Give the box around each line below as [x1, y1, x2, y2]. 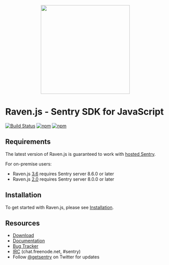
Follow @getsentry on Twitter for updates [12, 254, 100, 260]
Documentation [12, 238, 45, 244]
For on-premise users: [5, 160, 52, 167]
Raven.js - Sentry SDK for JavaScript [5, 106, 164, 118]
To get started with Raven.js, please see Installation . [5, 204, 114, 210]
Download [12, 233, 35, 239]
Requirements [5, 138, 51, 146]
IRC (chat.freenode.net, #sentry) [12, 249, 81, 255]
